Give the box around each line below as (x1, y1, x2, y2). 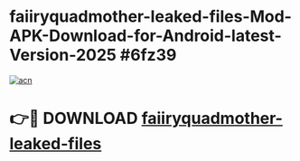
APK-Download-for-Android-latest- (9, 25, 282, 46)
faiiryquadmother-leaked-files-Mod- (9, 6, 292, 27)
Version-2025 (9, 45, 117, 65)
